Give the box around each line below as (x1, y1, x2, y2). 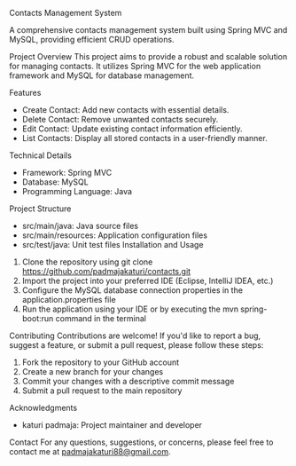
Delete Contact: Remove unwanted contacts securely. (21, 115, 219, 124)
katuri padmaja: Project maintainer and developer (21, 420, 202, 430)
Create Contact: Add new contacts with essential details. (21, 105, 230, 115)
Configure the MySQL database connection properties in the (21, 285, 244, 296)
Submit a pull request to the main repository (21, 385, 183, 396)
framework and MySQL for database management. (9, 70, 195, 81)
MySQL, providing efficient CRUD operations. (9, 35, 175, 44)
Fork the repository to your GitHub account (21, 357, 180, 367)
